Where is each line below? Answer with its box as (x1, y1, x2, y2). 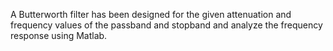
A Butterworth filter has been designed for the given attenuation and (10, 9, 292, 20)
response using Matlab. (10, 30, 108, 41)
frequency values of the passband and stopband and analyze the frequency (10, 19, 323, 31)
